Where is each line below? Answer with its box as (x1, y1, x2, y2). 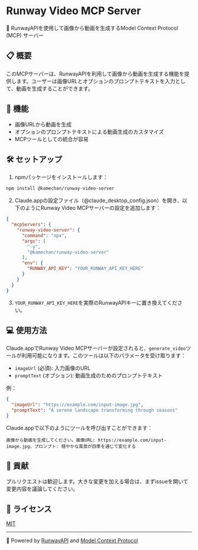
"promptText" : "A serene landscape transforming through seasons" (11, 408, 178, 414)
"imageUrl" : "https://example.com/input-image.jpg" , (11, 402, 144, 408)
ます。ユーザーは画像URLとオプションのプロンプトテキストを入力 (16, 77, 176, 84)
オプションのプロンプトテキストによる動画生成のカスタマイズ (14, 128, 164, 135)
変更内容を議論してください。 (6, 485, 78, 492)
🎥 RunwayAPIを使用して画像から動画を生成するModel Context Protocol (6, 24, 179, 31)
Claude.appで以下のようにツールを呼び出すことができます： (6, 424, 153, 431)
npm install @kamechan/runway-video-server (6, 185, 115, 191)
